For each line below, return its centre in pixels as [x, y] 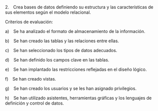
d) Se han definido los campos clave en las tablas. [57, 60]
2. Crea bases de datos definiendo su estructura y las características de [79, 7]
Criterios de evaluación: [29, 22]
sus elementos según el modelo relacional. [48, 12]
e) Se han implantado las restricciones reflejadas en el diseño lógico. [76, 69]
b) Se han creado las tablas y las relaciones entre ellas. [62, 41]
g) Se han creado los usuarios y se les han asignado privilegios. [71, 88]
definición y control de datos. [35, 103]
